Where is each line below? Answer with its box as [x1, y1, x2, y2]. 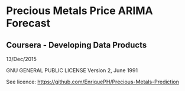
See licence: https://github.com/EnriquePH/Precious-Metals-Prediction [6, 78, 179, 85]
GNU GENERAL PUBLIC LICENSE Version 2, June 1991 [6, 67, 138, 74]
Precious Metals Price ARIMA [6, 4, 154, 18]
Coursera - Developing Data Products [6, 40, 147, 50]
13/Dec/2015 [6, 56, 37, 62]
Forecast [6, 16, 51, 30]
